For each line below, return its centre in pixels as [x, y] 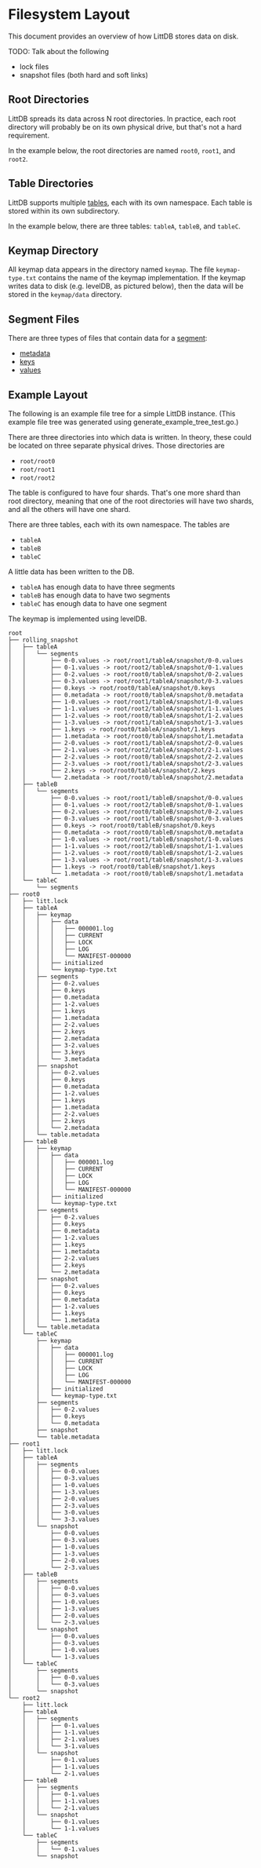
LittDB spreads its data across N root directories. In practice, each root [122, 119]
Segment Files [44, 319]
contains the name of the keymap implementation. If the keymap [142, 278]
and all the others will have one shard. [69, 509]
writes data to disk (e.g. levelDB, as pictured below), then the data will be [126, 286]
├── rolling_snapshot [43, 640]
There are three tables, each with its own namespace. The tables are [119, 525]
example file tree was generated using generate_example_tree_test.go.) [123, 422]
